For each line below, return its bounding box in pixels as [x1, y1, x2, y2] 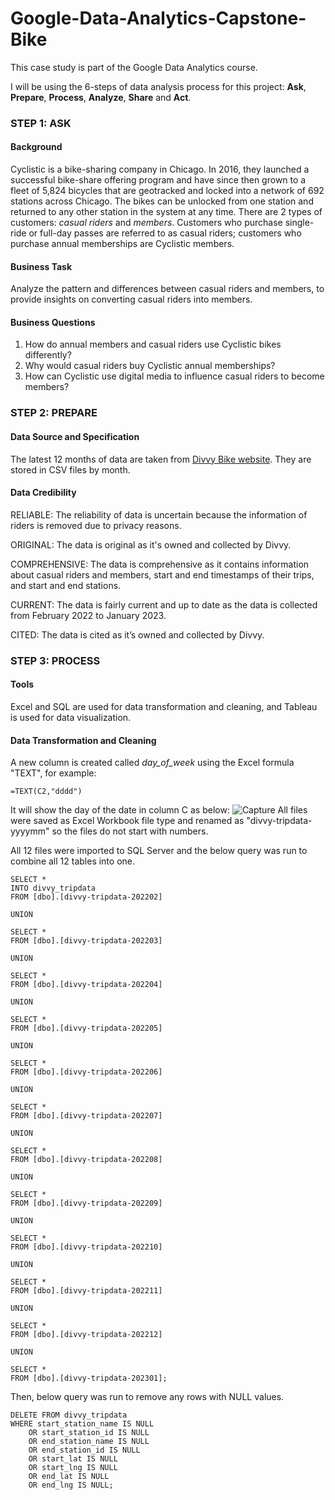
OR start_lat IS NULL [28, 1454, 118, 1464]
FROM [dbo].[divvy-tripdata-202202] [10, 892, 163, 902]
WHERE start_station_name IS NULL [10, 1419, 155, 1429]
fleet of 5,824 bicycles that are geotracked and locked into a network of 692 [10, 185, 325, 197]
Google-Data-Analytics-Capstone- [10, 7, 307, 30]
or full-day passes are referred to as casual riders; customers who [28, 227, 302, 239]
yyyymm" [10, 825, 50, 837]
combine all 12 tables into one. [10, 855, 136, 867]
